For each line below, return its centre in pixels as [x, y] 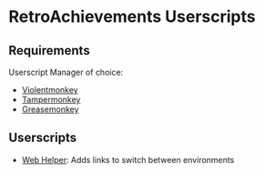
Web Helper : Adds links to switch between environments [128, 159]
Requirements [49, 51]
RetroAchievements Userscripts [132, 17]
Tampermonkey [51, 99]
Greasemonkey [50, 109]
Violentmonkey [50, 90]
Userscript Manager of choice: [66, 72]
